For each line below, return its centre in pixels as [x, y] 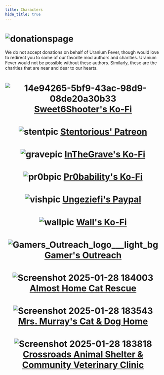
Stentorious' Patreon [103, 132]
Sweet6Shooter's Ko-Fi [83, 109]
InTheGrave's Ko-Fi [105, 154]
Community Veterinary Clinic [83, 365]
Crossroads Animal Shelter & [83, 354]
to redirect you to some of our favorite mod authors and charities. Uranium [81, 58]
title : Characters [24, 10]
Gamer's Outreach [83, 255]
